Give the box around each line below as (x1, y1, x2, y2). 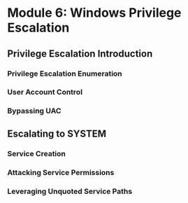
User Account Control (7, 87, 82, 97)
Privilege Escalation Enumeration (7, 69, 122, 78)
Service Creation (7, 148, 66, 158)
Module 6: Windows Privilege (7, 5, 182, 21)
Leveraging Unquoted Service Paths (7, 186, 133, 196)
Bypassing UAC (7, 106, 62, 116)
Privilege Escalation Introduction (7, 48, 153, 59)
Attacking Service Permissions (7, 167, 115, 177)
